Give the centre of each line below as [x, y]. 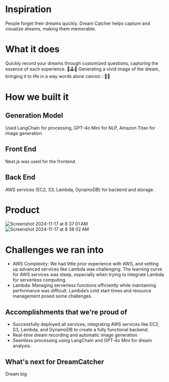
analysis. [22, 346]
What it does [32, 49]
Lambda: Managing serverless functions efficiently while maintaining [84, 285]
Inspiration [28, 9]
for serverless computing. [39, 280]
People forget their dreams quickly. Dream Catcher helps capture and [78, 23]
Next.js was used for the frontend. [41, 161]
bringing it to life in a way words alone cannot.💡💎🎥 [58, 76]
